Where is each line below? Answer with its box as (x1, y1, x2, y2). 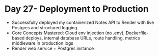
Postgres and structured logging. (11, 24, 79, 30)
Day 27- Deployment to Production (4, 3, 149, 15)
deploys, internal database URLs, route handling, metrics (26, 35, 140, 41)
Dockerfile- (125, 30, 149, 36)
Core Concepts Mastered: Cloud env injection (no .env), (11, 30, 125, 36)
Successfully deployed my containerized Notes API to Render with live (11, 19, 154, 25)
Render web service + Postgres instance (11, 45, 94, 51)
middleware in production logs (11, 40, 74, 46)
